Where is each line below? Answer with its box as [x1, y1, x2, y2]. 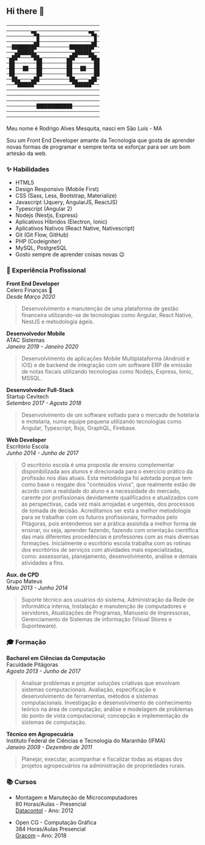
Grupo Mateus [6, 578, 43, 585]
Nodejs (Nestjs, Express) [15, 211, 78, 219]
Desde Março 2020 [6, 293, 56, 301]
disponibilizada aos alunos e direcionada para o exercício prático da [21, 468, 193, 475]
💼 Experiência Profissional [6, 266, 86, 275]
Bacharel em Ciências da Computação [6, 654, 106, 661]
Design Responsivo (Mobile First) [15, 186, 99, 193]
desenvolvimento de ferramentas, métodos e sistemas [21, 692, 159, 699]
